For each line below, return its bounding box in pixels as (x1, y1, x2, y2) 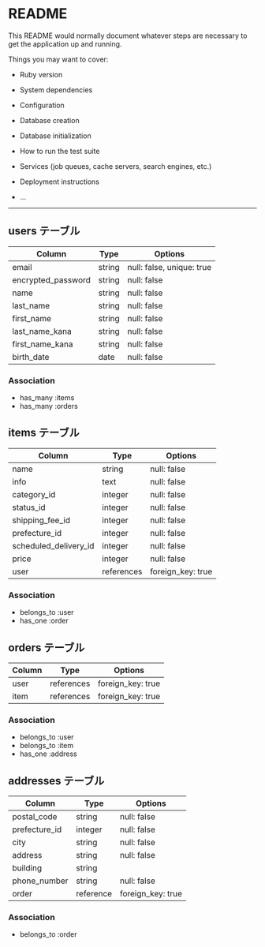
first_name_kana (12, 339, 73, 350)
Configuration (19, 100, 65, 110)
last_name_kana (12, 325, 73, 336)
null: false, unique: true (127, 261, 211, 272)
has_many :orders (19, 402, 79, 411)
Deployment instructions (19, 177, 100, 186)
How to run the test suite (19, 146, 100, 155)
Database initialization (19, 131, 92, 140)
